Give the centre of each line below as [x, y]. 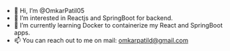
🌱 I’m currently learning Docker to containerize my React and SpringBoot [118, 25]
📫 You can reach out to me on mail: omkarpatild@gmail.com [101, 40]
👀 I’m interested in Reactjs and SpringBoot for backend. [93, 18]
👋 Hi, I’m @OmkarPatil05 [49, 11]
